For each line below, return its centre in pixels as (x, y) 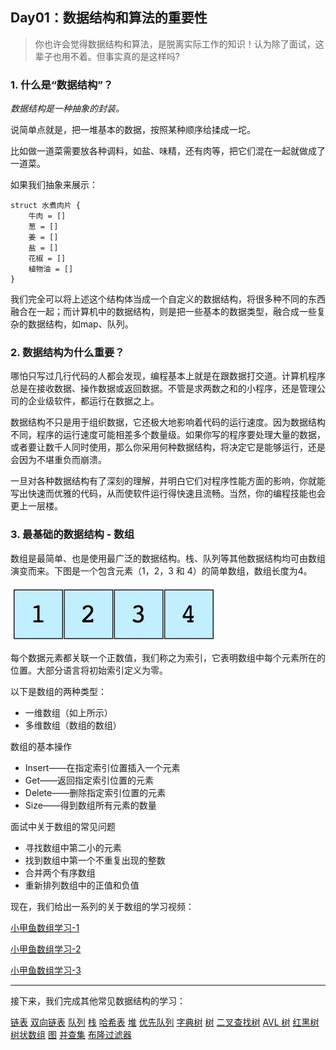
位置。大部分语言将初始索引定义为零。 (89, 670)
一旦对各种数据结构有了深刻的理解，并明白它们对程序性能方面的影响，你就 (163, 481)
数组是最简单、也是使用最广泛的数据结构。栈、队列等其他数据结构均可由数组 (168, 558)
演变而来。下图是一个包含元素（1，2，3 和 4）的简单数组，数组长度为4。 (161, 570)
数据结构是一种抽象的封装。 (67, 109)
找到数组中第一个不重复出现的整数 (95, 860)
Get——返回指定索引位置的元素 (89, 780)
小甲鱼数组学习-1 (45, 927)
